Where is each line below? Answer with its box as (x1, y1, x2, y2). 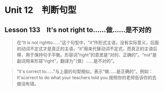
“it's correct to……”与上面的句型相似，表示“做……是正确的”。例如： (16, 68, 153, 74)
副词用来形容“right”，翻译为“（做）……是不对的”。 (16, 58, 117, 64)
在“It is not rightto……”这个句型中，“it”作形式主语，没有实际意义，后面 (16, 40, 159, 45)
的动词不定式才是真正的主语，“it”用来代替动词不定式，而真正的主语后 (16, 46, 158, 52)
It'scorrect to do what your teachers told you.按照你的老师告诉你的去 (16, 75, 157, 80)
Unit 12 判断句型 (4, 4, 77, 16)
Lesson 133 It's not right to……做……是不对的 (4, 26, 152, 34)
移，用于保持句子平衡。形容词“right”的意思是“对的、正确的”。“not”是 (16, 52, 157, 58)
